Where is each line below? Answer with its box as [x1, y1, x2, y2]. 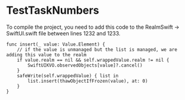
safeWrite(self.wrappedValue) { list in [17, 72, 119, 78]
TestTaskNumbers [6, 4, 100, 17]
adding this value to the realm [6, 51, 87, 57]
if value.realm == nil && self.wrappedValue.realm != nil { [17, 57, 169, 63]
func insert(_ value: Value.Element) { [6, 41, 106, 47]
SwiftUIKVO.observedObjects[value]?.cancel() [27, 62, 143, 68]
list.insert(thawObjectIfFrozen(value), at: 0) [27, 78, 148, 84]
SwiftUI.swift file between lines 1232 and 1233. [6, 29, 121, 37]
